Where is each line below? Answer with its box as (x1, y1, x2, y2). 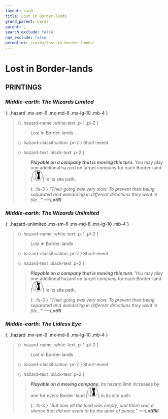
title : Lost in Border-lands (5, 13, 67, 19)
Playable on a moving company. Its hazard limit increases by (30, 381, 160, 387)
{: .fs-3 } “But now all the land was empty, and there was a (30, 402, 154, 409)
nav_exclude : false (5, 35, 47, 40)
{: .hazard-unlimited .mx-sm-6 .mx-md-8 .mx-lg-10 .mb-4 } (5, 221, 129, 227)
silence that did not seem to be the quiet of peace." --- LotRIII (30, 408, 159, 414)
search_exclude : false (5, 29, 53, 35)
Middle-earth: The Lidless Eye (5, 320, 81, 327)
